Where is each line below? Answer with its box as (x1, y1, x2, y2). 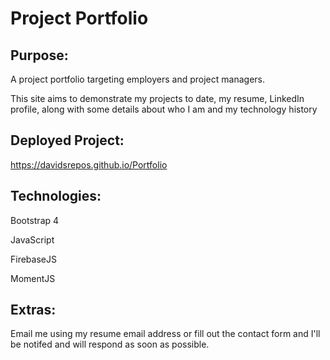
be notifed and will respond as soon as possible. (10, 338, 210, 351)
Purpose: (10, 47, 69, 64)
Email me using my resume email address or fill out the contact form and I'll (10, 328, 321, 340)
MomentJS (10, 272, 56, 284)
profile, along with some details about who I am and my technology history (10, 103, 318, 115)
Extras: (10, 302, 57, 319)
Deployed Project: (10, 132, 125, 149)
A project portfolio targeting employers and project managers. (10, 73, 265, 85)
